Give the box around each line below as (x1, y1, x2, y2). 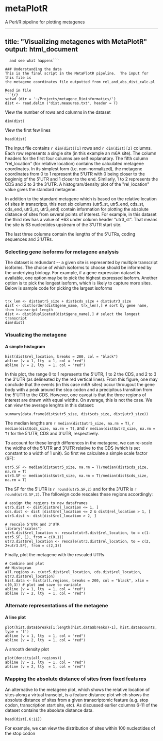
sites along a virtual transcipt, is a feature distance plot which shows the (5, 691, 149, 698)
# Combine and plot (5, 561, 45, 566)
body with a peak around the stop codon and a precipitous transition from (5, 387, 153, 393)
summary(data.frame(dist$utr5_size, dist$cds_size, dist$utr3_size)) (5, 412, 149, 417)
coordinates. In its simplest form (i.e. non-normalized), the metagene (5, 166, 143, 172)
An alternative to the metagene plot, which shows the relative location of (5, 687, 150, 692)
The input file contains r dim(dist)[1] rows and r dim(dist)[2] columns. (5, 145, 152, 151)
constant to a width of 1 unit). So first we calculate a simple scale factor (5, 450, 148, 456)
